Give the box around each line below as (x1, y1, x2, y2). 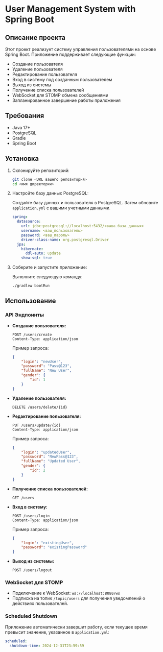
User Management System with (5, 3, 136, 15)
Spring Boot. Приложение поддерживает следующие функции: (5, 51, 136, 57)
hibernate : (21, 246, 44, 251)
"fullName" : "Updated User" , (21, 459, 81, 464)
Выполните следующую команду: (12, 274, 83, 280)
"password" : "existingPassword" (21, 545, 87, 550)
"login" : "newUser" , (21, 359, 63, 364)
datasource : (17, 219, 41, 224)
